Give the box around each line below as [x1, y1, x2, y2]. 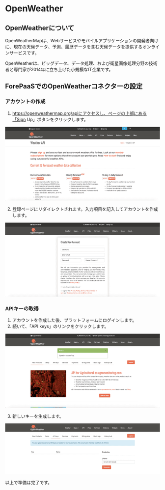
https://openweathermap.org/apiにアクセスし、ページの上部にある [12, 110, 147, 116]
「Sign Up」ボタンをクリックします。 [12, 116, 88, 122]
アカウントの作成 [5, 98, 46, 105]
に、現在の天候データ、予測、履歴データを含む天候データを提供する [5, 44, 143, 50]
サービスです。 [9, 50, 39, 55]
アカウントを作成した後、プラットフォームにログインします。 [12, 317, 137, 323]
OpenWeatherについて [5, 24, 75, 32]
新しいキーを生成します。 [12, 413, 64, 419]
